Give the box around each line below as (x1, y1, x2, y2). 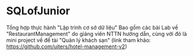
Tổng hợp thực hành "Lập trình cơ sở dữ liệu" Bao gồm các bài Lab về (6, 24, 179, 31)
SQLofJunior (6, 4, 70, 18)
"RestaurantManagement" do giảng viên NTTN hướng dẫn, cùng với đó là (6, 30, 187, 37)
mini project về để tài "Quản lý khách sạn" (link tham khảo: (6, 36, 151, 43)
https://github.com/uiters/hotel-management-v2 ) (6, 43, 127, 50)
